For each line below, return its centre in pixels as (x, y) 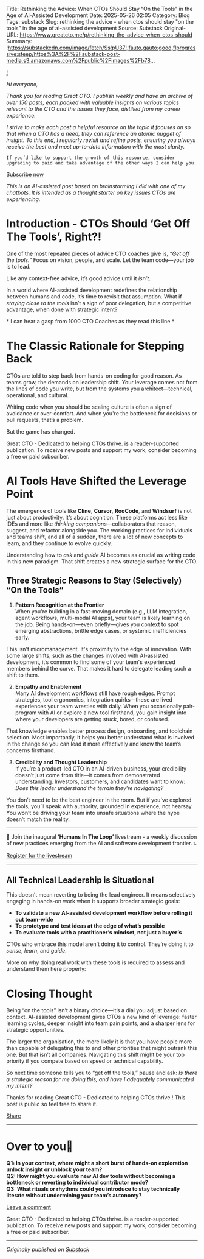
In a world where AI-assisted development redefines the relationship (92, 290)
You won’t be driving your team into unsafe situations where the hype (93, 813)
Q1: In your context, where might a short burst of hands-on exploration (97, 1163)
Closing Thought (49, 994)
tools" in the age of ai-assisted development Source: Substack (84, 28)
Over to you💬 (40, 1146)
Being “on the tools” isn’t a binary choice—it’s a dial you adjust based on (97, 1010)
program (26, 713)
